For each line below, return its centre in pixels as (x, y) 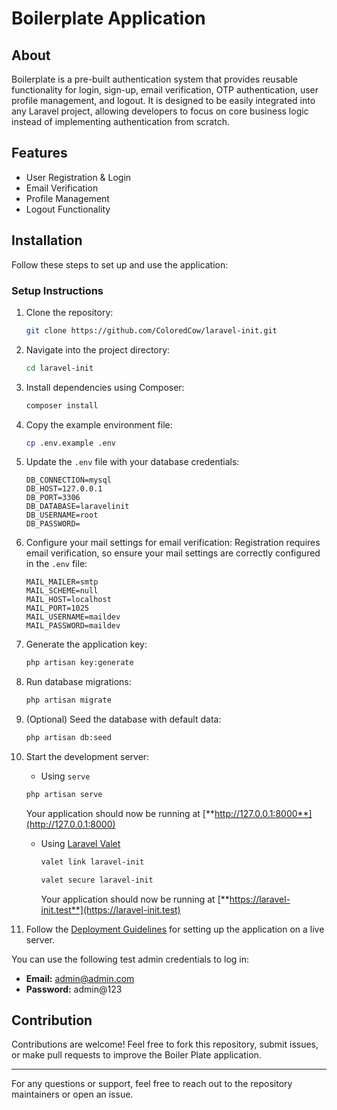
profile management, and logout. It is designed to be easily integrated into (163, 100)
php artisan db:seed (68, 738)
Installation (47, 240)
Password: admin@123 (74, 989)
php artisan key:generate (79, 663)
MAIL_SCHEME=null (62, 591)
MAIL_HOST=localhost (68, 600)
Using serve (65, 776)
